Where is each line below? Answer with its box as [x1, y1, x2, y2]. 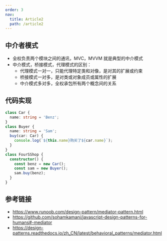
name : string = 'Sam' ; [9, 129, 57, 134]
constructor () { [9, 156, 43, 162]
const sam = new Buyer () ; [14, 166, 68, 171]
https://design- [12, 224, 44, 230]
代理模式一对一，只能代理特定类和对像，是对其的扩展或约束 [19, 68, 143, 74]
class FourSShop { [5, 152, 43, 157]
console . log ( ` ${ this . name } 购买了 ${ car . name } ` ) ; [14, 138, 113, 143]
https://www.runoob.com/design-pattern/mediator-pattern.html [12, 208, 143, 214]
